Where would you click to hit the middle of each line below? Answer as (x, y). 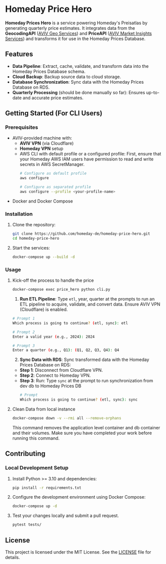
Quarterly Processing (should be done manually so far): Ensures (79, 92)
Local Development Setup (37, 468)
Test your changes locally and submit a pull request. (65, 515)
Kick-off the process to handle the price (53, 280)
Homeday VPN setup (41, 149)
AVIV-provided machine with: (42, 138)
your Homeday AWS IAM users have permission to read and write (86, 159)
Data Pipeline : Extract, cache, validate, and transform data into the (80, 66)
